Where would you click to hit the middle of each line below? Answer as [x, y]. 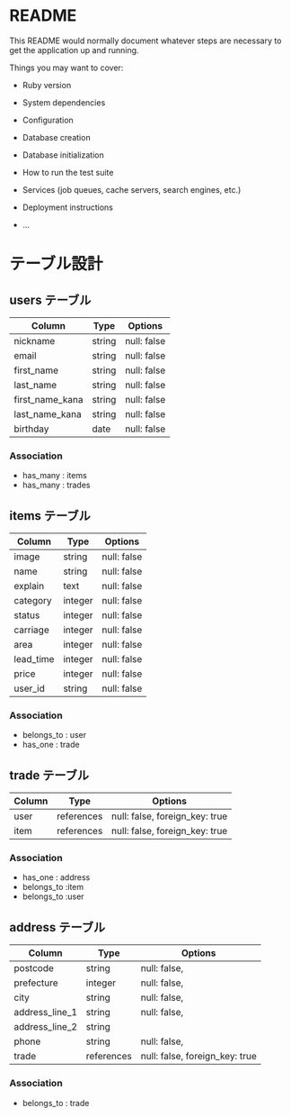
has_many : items [54, 476]
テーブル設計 [56, 264]
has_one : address [56, 877]
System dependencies [64, 102]
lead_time [34, 659]
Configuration [48, 120]
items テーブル [50, 516]
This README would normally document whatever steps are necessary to [145, 41]
